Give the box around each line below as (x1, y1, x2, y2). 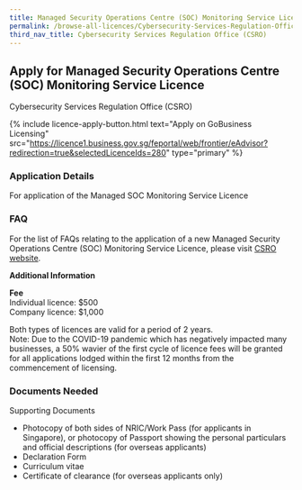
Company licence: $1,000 (9, 306, 104, 317)
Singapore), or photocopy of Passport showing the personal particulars (22, 432, 287, 443)
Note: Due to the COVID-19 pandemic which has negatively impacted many (9, 333, 288, 344)
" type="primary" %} (165, 148, 244, 159)
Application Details (9, 170, 94, 183)
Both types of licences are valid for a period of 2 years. (9, 323, 214, 334)
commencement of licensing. (9, 362, 118, 373)
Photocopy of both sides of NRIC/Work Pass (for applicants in (22, 422, 252, 433)
